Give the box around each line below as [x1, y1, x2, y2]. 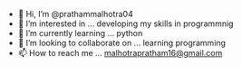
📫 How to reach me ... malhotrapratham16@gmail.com [17, 48, 223, 58]
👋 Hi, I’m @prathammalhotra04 [17, 9, 133, 19]
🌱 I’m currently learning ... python [17, 28, 143, 38]
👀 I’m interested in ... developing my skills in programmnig [17, 18, 234, 29]
